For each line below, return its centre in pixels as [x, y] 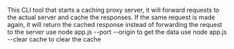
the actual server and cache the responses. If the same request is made [111, 17]
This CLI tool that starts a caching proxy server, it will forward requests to [113, 10]
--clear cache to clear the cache [54, 39]
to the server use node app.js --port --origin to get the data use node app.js [117, 32]
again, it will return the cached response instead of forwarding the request [115, 24]
